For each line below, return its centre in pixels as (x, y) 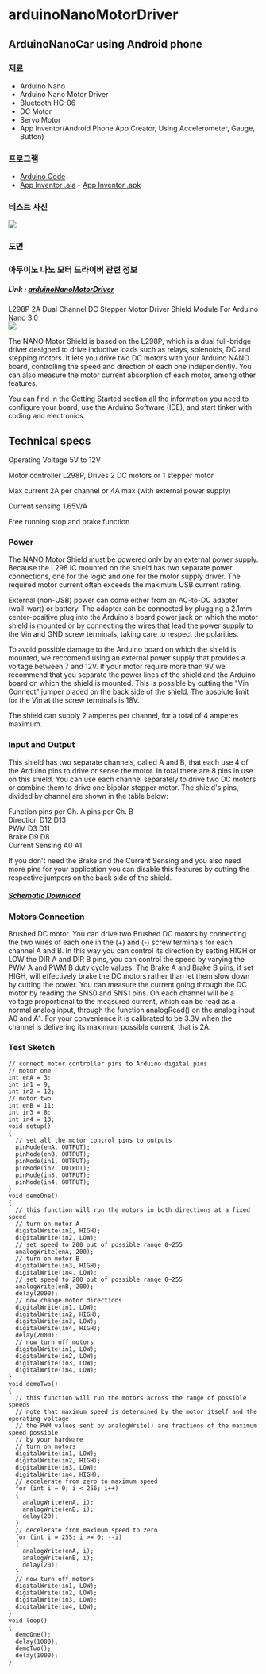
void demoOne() (33, 1196)
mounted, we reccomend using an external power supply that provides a (127, 658)
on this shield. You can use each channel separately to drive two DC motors (132, 779)
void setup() (30, 1127)
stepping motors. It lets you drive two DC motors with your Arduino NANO (129, 358)
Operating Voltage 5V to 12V (55, 460)
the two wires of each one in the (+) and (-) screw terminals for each (120, 942)
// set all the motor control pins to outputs (94, 1141)
